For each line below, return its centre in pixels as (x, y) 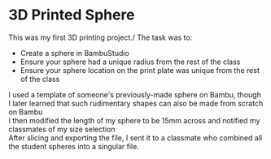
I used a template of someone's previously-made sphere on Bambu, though (135, 94)
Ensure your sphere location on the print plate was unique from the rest (140, 70)
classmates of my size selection (62, 129)
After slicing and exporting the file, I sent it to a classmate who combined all (135, 138)
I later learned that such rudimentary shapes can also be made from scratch (136, 103)
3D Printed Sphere (72, 15)
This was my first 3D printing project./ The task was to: (101, 37)
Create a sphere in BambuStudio (75, 53)
